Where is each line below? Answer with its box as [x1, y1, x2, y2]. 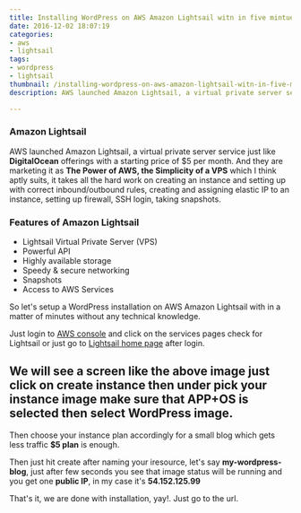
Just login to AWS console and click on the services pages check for [9, 328, 262, 339]
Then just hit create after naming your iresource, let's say [9, 456, 221, 467]
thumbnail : [9, 80, 50, 89]
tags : [9, 55, 30, 64]
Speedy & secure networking [21, 265, 130, 276]
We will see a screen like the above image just [9, 364, 271, 379]
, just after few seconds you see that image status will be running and [26, 465, 282, 476]
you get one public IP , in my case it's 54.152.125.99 [9, 475, 202, 486]
